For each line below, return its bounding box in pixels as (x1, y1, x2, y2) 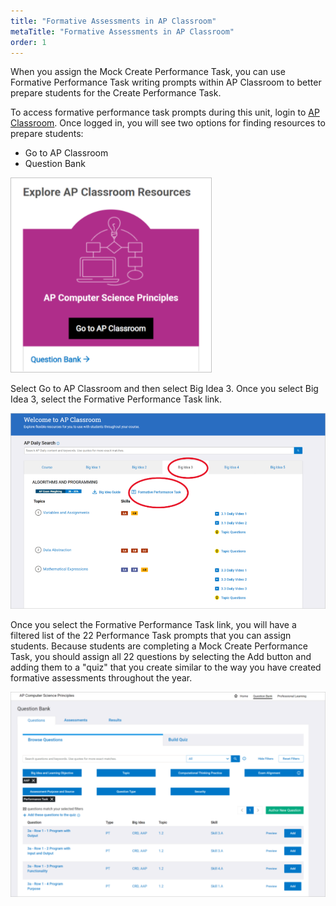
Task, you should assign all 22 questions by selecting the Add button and (10, 650, 312, 662)
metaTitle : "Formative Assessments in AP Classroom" (10, 26, 235, 37)
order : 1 (10, 37, 47, 47)
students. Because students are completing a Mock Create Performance (10, 640, 308, 652)
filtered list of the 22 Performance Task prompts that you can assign (10, 629, 292, 641)
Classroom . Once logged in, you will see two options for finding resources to (10, 117, 326, 129)
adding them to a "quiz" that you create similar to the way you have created (10, 661, 322, 673)
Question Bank (24, 158, 86, 170)
